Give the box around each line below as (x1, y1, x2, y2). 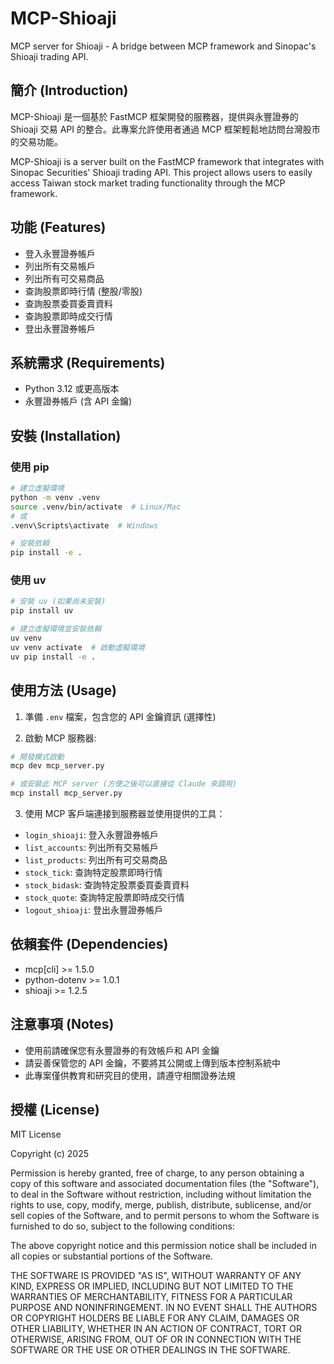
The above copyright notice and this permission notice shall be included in (10, 1240, 317, 1252)
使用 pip (10, 460, 50, 474)
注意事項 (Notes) (10, 1016, 115, 1033)
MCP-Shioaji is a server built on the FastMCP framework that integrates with (10, 155, 325, 167)
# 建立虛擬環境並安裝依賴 (10, 624, 102, 634)
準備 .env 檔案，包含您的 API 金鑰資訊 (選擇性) (24, 710, 217, 722)
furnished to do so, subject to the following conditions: (10, 1220, 235, 1232)
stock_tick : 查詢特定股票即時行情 (24, 867, 163, 879)
